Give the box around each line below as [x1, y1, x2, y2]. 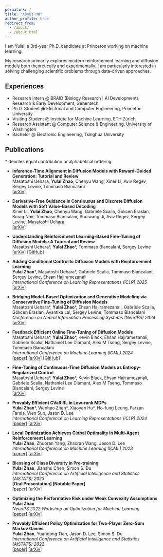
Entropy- [122, 364, 141, 370]
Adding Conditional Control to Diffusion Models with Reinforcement [12, 258, 152, 264]
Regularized [12, 369, 37, 375]
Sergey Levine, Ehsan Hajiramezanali [12, 274, 87, 280]
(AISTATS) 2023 [12, 476, 45, 481]
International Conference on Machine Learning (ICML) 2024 [12, 349, 133, 356]
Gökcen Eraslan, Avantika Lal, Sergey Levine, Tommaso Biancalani [12, 309, 145, 315]
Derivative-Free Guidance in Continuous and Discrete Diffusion [12, 198, 143, 204]
